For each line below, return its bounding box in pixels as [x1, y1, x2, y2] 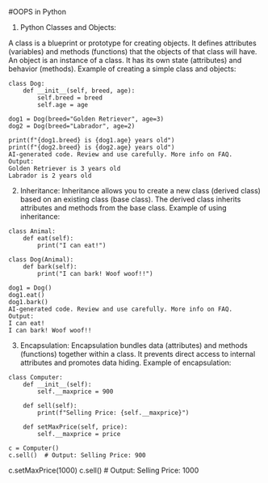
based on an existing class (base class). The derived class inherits [19, 194, 241, 204]
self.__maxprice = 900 [37, 388, 114, 396]
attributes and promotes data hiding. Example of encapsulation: [19, 358, 232, 367]
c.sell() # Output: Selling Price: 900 [8, 451, 147, 460]
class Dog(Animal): [8, 256, 74, 264]
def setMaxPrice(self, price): [23, 423, 128, 431]
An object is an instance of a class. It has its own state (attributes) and [8, 56, 242, 65]
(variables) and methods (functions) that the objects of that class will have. [8, 47, 258, 56]
